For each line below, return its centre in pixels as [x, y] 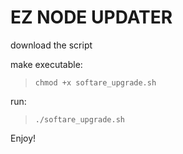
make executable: [46, 64]
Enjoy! [23, 138]
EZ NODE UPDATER [91, 17]
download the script [51, 45]
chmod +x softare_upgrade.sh [95, 82]
